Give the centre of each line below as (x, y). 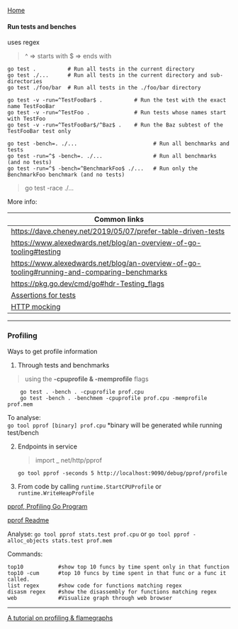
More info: (22, 202)
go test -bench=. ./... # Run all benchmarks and (119, 144)
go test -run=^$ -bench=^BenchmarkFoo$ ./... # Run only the (103, 169)
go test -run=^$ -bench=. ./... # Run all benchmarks (112, 156)
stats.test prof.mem (82, 541)
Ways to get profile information (52, 351)
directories (25, 82)
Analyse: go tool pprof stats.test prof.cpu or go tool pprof (98, 534)
